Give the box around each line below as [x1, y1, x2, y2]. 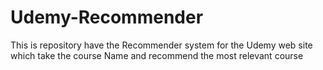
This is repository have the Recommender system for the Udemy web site [10, 39, 313, 51]
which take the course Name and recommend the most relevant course [10, 49, 304, 61]
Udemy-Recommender [10, 6, 204, 29]
